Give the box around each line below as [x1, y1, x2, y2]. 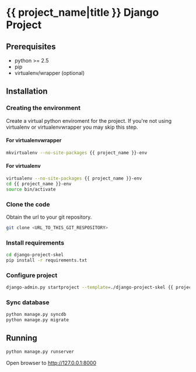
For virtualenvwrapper [6, 137, 62, 144]
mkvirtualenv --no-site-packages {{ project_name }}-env [6, 150, 148, 156]
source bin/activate [6, 186, 57, 192]
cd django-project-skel [6, 252, 64, 258]
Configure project [6, 271, 58, 279]
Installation [6, 87, 48, 97]
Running [6, 333, 38, 343]
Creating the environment [6, 104, 80, 112]
